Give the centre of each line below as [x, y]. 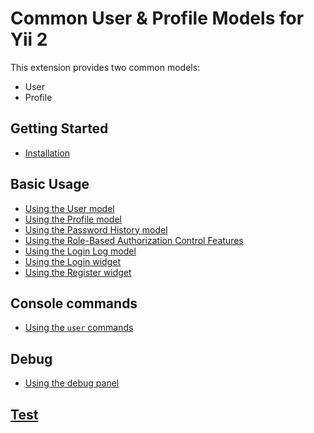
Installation [47, 153]
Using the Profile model [73, 219]
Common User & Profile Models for [157, 18]
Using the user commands [79, 328]
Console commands [74, 303]
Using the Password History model [96, 229]
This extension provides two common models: [105, 67]
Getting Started [59, 128]
